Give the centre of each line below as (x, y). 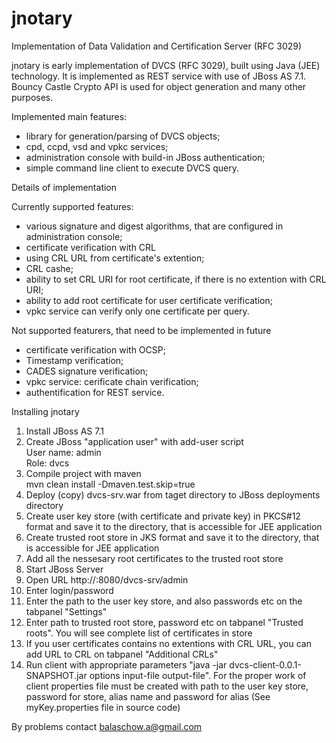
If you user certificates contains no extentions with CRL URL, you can (168, 643)
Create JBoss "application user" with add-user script (134, 441)
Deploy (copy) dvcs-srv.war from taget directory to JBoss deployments (173, 494)
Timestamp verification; (74, 360)
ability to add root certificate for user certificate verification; (149, 300)
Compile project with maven (83, 473)
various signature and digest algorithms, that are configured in (154, 226)
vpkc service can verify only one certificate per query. (137, 311)
